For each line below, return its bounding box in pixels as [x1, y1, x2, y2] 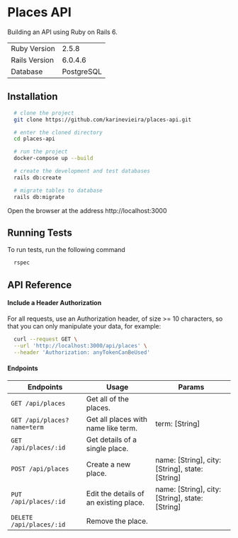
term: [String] [155, 418, 200, 428]
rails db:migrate [13, 193, 65, 200]
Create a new [86, 459, 131, 469]
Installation [7, 91, 58, 103]
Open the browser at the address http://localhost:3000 [7, 206, 167, 214]
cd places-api [13, 135, 55, 142]
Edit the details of [86, 488, 144, 498]
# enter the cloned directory [13, 129, 103, 136]
